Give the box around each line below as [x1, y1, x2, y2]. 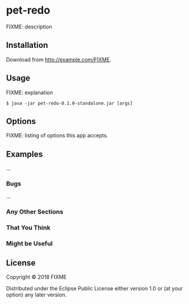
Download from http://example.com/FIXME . [6, 56, 112, 63]
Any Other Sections [6, 208, 64, 216]
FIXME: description [6, 23, 52, 30]
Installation [6, 40, 48, 50]
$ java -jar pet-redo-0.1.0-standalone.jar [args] [6, 100, 133, 106]
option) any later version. [6, 291, 67, 299]
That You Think [6, 224, 51, 232]
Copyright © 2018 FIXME [6, 273, 67, 281]
